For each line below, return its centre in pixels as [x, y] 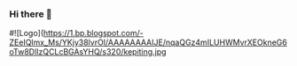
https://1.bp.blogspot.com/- [93, 33]
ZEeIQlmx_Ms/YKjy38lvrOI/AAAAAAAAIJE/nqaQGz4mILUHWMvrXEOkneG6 [148, 42]
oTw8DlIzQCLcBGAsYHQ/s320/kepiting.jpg [88, 52]
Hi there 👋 [31, 14]
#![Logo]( [27, 33]
